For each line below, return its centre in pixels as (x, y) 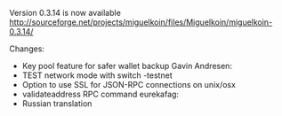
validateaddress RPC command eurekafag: (101, 94)
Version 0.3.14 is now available (65, 13)
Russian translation (57, 104)
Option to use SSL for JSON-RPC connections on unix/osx (129, 85)
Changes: (27, 49)
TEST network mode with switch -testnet (97, 75)
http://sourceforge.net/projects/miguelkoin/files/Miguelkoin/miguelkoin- (141, 22)
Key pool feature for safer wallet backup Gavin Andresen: (127, 66)
